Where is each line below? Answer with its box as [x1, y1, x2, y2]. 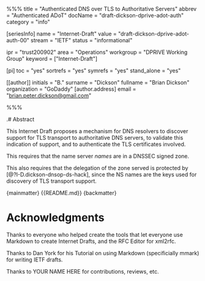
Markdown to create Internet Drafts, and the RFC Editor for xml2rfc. [6, 237, 176, 245]
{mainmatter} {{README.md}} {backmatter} [6, 190, 117, 196]
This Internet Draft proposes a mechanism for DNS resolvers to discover [6, 128, 188, 134]
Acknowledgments [6, 211, 105, 225]
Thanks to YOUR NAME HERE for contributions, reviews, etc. [6, 268, 159, 275]
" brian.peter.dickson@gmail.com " [6, 92, 92, 99]
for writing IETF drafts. [6, 256, 63, 263]
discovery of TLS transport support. [6, 177, 97, 185]
